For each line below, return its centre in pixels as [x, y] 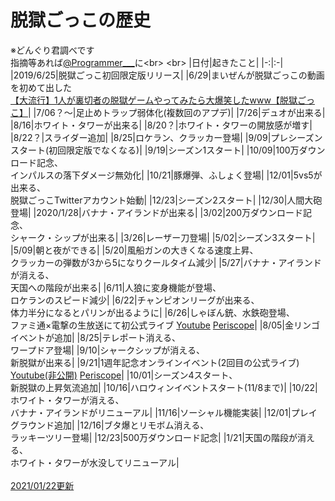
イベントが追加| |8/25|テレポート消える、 [96, 337]
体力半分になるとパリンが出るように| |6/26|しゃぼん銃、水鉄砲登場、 [152, 312]
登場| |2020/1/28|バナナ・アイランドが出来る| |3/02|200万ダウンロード [157, 212]
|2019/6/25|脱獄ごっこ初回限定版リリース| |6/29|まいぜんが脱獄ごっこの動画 [167, 75]
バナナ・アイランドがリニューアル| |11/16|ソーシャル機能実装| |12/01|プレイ [164, 412]
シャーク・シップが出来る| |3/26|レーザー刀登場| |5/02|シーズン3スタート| [163, 237]
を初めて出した [41, 87]
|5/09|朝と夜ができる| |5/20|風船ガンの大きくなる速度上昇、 [134, 250]
